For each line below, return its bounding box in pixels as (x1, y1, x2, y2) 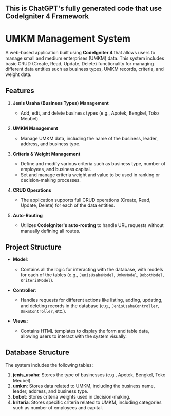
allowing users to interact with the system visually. (20, 333, 127, 339)
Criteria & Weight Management (12, 151, 81, 157)
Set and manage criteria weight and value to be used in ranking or (20, 172, 160, 178)
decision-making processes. (20, 177, 81, 183)
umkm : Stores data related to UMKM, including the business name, (12, 383, 155, 389)
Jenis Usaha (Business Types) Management (12, 100, 109, 106)
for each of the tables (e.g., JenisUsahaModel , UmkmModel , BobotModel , (20, 272, 164, 278)
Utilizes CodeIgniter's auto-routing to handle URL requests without (20, 222, 164, 229)
